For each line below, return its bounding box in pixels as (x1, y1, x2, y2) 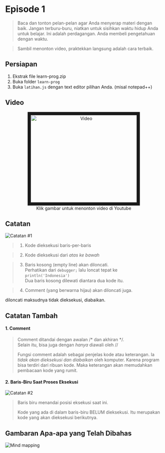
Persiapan (5, 60, 37, 68)
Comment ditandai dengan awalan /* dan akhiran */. (17, 336, 125, 342)
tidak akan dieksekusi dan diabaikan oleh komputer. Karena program (17, 357, 160, 363)
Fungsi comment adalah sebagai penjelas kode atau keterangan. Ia (17, 351, 155, 357)
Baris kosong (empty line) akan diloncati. (24, 262, 109, 268)
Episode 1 (5, 3, 46, 15)
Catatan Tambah (5, 311, 58, 320)
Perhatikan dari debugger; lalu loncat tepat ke (24, 267, 118, 273)
